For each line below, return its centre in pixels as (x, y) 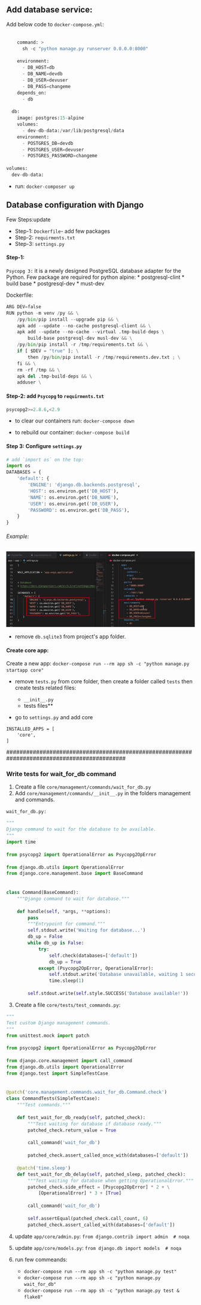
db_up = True (65, 962)
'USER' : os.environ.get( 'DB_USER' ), (73, 504)
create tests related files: (45, 688)
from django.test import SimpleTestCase (57, 1073)
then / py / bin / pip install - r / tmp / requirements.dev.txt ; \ (104, 357)
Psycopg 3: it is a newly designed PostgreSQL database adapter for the (94, 270)
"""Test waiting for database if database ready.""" (95, 1124)
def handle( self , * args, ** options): (64, 911)
